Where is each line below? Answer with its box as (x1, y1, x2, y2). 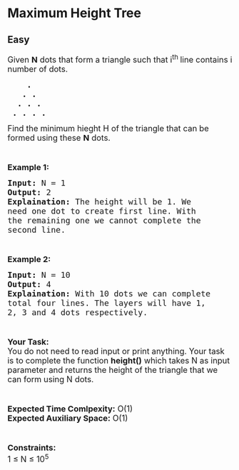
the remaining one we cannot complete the (7, 216, 201, 226)
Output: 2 (7, 187, 51, 197)
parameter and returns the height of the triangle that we (7, 365, 218, 375)
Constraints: (7, 443, 56, 453)
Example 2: (7, 254, 51, 264)
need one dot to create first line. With (7, 206, 196, 216)
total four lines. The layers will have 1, (7, 298, 206, 308)
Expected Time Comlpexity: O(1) (7, 404, 133, 414)
